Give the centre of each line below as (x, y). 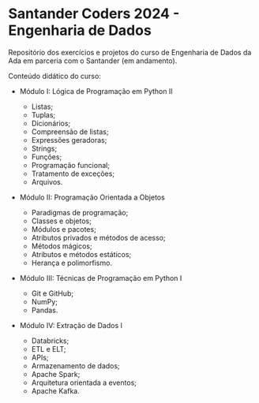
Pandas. (45, 310)
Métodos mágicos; (62, 246)
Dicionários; (51, 123)
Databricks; (50, 341)
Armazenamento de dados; (75, 366)
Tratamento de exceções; (73, 174)
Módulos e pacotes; (64, 229)
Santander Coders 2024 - (94, 14)
